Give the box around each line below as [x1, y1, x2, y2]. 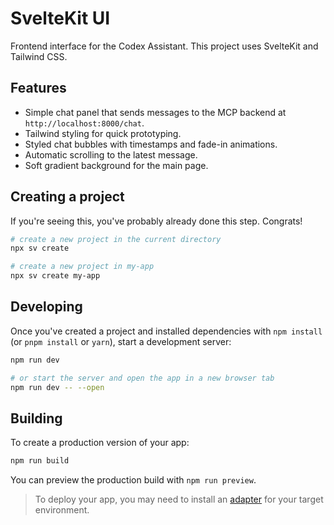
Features [10, 80, 67, 97]
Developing [10, 298, 83, 316]
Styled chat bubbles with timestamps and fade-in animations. [24, 138, 278, 150]
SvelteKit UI [10, 7, 111, 30]
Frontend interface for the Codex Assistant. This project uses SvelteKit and [10, 40, 319, 52]
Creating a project [10, 188, 125, 206]
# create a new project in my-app [10, 262, 155, 272]
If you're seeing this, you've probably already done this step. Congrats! [10, 215, 303, 227]
